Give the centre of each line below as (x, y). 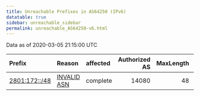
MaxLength (173, 63)
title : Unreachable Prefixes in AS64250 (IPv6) (66, 12)
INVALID (68, 77)
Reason (68, 63)
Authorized (134, 60)
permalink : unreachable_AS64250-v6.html (57, 28)
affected (98, 63)
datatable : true (26, 17)
